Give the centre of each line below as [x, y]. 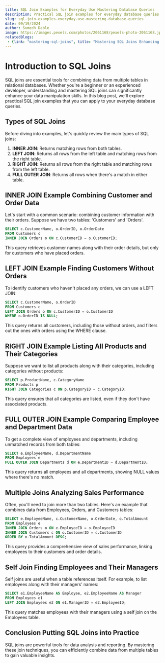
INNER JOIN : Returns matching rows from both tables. [67, 148]
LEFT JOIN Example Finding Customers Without [80, 269]
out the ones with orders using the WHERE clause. [56, 331]
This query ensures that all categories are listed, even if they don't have [78, 399]
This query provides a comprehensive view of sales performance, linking [79, 547]
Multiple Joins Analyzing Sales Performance [75, 493]
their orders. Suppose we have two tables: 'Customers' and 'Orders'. [74, 220]
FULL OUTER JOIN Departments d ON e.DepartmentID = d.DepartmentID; [77, 462]
